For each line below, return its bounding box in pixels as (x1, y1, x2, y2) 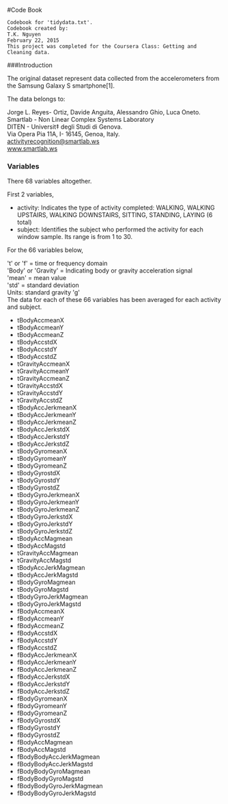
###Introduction (7, 61, 53, 69)
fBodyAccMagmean (16, 738, 73, 746)
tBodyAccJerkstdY (16, 433, 70, 441)
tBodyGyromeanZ (16, 462, 67, 470)
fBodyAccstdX (16, 629, 58, 638)
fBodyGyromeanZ (16, 709, 68, 718)
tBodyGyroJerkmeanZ (16, 505, 80, 514)
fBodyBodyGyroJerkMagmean (16, 782, 104, 790)
